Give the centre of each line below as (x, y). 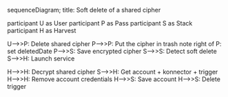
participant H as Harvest (42, 31)
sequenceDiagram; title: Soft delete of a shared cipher (84, 10)
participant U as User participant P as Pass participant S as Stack (100, 23)
